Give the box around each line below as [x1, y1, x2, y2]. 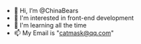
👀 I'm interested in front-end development [13, 14, 134, 22]
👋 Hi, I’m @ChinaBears [13, 7, 78, 14]
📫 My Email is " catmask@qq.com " [13, 29, 115, 37]
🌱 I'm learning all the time [13, 21, 87, 29]
